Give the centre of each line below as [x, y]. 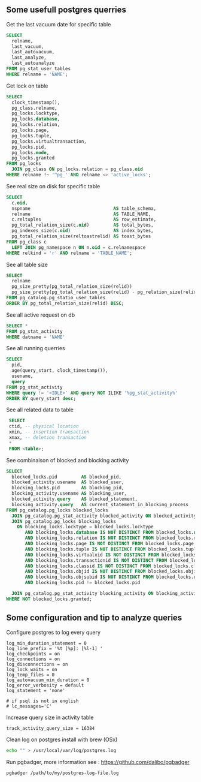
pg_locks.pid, [29, 147]
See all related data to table [40, 410]
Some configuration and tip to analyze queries [94, 618]
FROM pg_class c [26, 242]
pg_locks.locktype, [36, 113]
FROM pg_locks [24, 164]
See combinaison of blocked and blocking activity [68, 460]
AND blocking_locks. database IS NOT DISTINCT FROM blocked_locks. [109, 533]
